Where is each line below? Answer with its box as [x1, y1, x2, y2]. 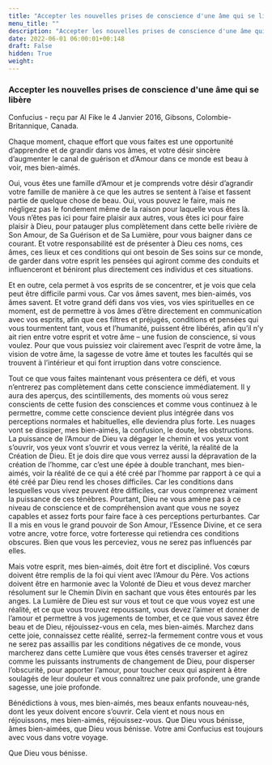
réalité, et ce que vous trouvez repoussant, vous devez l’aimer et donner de [8, 605, 261, 615]
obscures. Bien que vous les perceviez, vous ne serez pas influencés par [8, 537, 253, 548]
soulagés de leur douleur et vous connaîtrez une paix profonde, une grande [8, 674, 261, 684]
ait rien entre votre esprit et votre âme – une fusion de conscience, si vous [8, 332, 257, 342]
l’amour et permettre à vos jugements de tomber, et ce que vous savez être [8, 613, 259, 623]
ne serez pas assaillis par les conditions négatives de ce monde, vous [8, 639, 241, 649]
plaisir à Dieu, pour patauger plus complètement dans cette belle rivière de [8, 221, 257, 231]
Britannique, [8, 121, 49, 131]
